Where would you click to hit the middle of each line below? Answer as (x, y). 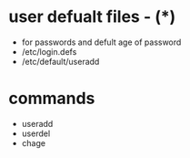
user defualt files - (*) (92, 17)
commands (52, 99)
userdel (36, 133)
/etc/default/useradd (60, 61)
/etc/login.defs (49, 51)
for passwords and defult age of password (101, 42)
